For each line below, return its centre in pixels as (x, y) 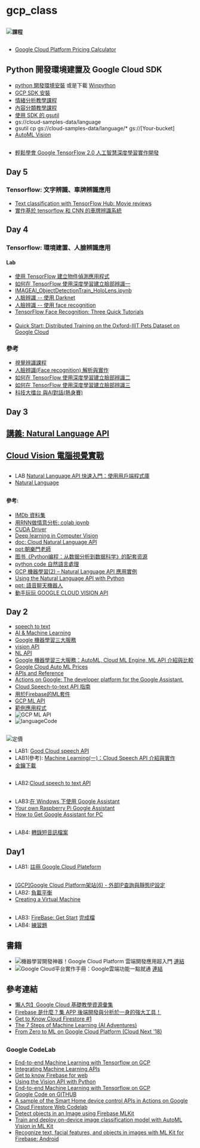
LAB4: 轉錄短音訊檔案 (41, 832)
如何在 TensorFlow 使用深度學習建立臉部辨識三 (73, 385)
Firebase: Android (37, 1139)
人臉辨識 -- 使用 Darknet (45, 298)
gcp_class (32, 10)
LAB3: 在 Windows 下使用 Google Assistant (67, 801)
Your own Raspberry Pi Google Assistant (65, 808)
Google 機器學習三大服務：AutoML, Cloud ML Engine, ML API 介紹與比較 (104, 660)
